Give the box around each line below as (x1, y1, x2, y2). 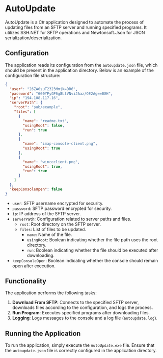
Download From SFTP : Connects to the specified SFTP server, (12, 300, 139, 306)
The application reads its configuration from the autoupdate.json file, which (5, 62, 158, 68)
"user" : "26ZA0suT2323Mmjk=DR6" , (9, 86, 78, 91)
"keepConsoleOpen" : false (9, 187, 63, 192)
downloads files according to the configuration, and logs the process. (12, 305, 153, 310)
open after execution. (12, 263, 55, 269)
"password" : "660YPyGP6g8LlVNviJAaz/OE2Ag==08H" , (9, 91, 113, 96)
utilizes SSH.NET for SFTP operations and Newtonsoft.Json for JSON (5, 29, 145, 35)
